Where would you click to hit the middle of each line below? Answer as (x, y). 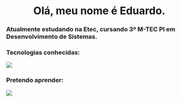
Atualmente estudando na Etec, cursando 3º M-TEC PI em (91, 29)
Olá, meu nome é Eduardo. (99, 11)
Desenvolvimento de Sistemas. (52, 37)
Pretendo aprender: (35, 80)
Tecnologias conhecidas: (43, 52)
